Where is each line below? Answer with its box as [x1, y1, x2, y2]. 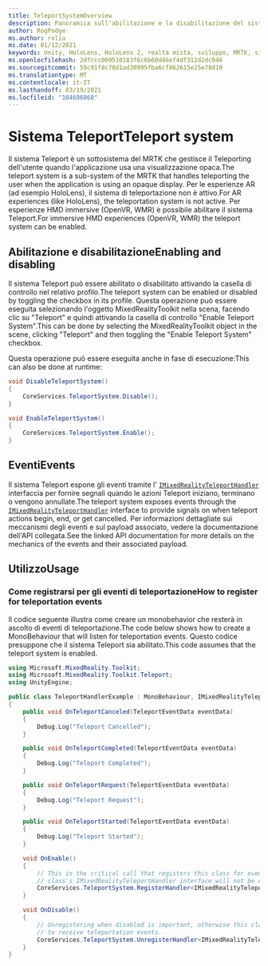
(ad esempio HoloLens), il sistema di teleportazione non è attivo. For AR [8, 188, 242, 198]
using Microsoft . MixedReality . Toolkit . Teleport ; [8, 671, 173, 679]
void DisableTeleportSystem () [8, 378, 109, 386]
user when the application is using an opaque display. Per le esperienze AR [8, 180, 255, 189]
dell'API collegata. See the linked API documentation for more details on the [8, 530, 254, 540]
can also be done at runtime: [8, 362, 102, 371]
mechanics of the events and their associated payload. [8, 539, 189, 548]
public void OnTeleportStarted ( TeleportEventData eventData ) [22, 818, 230, 826]
